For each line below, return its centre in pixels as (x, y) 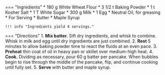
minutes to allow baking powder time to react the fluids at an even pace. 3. (81, 46)
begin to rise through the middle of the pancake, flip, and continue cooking (82, 62)
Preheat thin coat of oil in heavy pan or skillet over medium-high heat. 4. (79, 52)
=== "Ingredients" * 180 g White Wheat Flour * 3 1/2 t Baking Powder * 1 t (80, 7)
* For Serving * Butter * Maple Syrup (43, 18)
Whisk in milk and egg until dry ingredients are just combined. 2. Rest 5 (78, 41)
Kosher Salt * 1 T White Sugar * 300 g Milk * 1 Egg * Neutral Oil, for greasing (83, 12)
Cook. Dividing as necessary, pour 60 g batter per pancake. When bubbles (82, 57)
